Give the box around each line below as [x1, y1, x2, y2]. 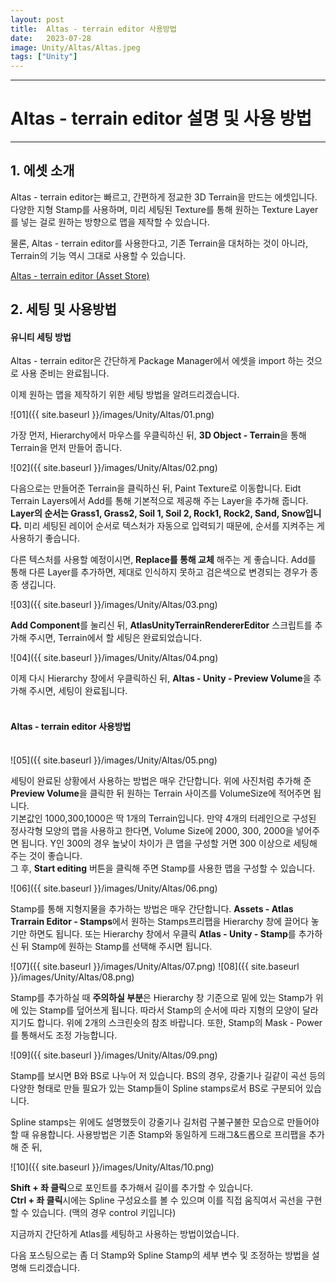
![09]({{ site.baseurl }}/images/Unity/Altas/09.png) [10, 1049, 218, 1061]
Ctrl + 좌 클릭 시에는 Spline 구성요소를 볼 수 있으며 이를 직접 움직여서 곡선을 [10, 1194, 304, 1206]
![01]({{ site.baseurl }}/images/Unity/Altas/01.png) [10, 409, 215, 421]
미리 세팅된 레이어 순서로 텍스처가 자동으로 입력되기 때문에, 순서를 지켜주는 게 [23, 520, 325, 532]
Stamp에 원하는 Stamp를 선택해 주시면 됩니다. [31, 940, 213, 952]
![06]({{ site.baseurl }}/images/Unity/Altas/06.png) [10, 882, 218, 894]
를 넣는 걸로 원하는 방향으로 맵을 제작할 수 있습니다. [10, 216, 210, 228]
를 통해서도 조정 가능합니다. [10, 1029, 118, 1041]
